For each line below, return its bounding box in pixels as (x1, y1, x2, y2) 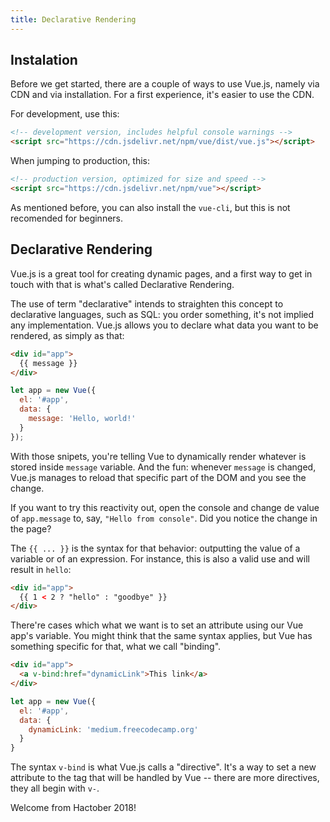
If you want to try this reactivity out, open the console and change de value (10, 501, 320, 513)
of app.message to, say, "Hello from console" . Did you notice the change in (10, 512, 318, 524)
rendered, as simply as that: (10, 329, 125, 341)
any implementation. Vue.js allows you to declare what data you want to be (10, 319, 319, 331)
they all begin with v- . (10, 782, 100, 795)
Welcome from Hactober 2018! (10, 802, 137, 814)
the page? (10, 522, 52, 535)
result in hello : (10, 563, 72, 575)
